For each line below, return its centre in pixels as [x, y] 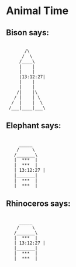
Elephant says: [34, 126]
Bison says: [28, 33]
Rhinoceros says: [39, 204]
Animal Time [37, 11]
